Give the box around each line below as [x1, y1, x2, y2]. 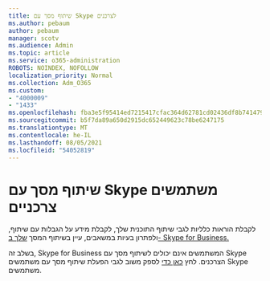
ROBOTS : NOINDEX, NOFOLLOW [8, 64, 99, 72]
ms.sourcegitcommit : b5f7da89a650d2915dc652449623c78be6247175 [8, 116, 225, 124]
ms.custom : [8, 86, 45, 95]
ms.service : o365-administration [8, 57, 121, 65]
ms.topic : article [8, 49, 70, 57]
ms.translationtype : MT [8, 124, 88, 132]
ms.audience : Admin [8, 42, 74, 50]
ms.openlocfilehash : [8, 109, 78, 117]
